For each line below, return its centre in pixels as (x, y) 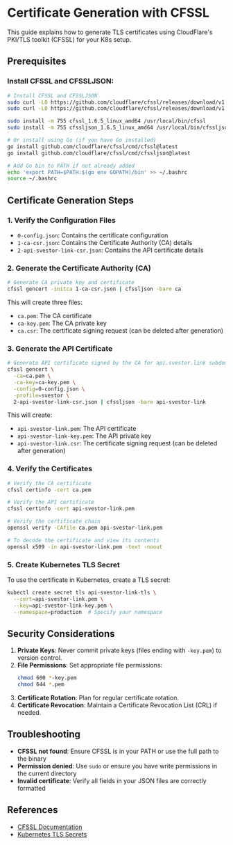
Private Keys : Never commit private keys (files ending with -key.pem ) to (119, 650)
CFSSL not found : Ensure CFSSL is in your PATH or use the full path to (118, 751)
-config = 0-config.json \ (49, 389)
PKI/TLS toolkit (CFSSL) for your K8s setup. (69, 39)
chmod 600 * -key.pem (47, 678)
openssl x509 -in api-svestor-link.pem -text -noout (85, 547)
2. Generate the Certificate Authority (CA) (79, 268)
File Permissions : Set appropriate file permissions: (90, 665)
